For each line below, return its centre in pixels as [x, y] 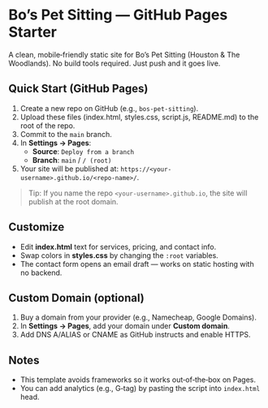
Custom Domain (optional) [76, 298]
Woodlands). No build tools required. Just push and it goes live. [115, 63]
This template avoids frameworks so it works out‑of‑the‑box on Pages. [138, 380]
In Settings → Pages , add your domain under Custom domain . [125, 326]
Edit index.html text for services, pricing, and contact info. [118, 247]
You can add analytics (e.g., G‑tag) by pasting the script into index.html [140, 389]
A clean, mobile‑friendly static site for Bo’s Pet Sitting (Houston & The [124, 54]
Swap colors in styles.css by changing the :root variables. [119, 255]
